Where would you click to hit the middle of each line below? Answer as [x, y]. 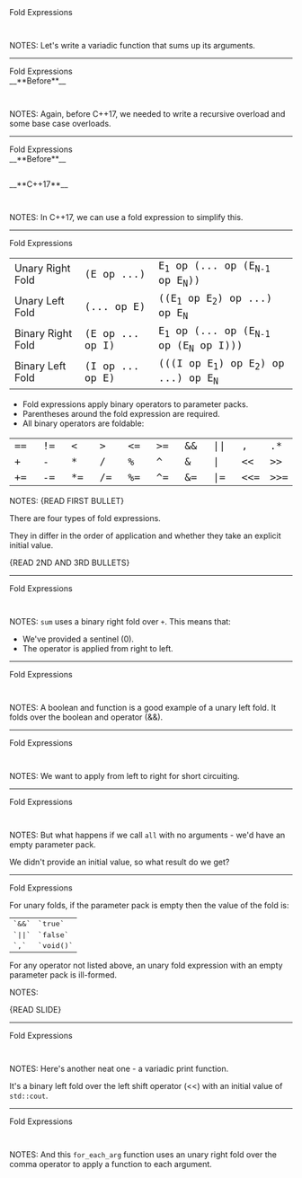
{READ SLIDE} [36, 1009]
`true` [51, 923]
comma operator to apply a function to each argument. [111, 1164]
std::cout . [29, 1095]
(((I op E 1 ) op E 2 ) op [222, 364]
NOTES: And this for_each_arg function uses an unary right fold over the [143, 1154]
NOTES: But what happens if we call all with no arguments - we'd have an [147, 835]
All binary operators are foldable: [83, 423]
